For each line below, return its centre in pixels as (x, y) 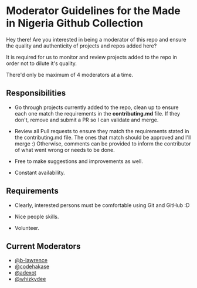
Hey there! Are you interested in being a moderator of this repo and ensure (96, 39)
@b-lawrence (31, 260)
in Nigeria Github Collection (75, 23)
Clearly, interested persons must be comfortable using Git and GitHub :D (102, 205)
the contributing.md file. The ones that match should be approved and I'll (103, 137)
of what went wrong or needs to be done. (65, 150)
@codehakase (32, 267)
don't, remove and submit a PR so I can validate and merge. (86, 120)
